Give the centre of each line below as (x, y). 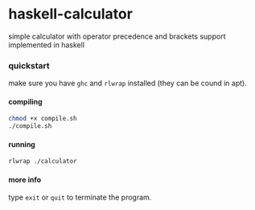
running (22, 144)
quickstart (29, 65)
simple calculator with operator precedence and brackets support (117, 36)
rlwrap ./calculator (43, 162)
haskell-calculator (70, 14)
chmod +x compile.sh (43, 119)
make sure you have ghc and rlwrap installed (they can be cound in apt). (127, 83)
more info (25, 179)
